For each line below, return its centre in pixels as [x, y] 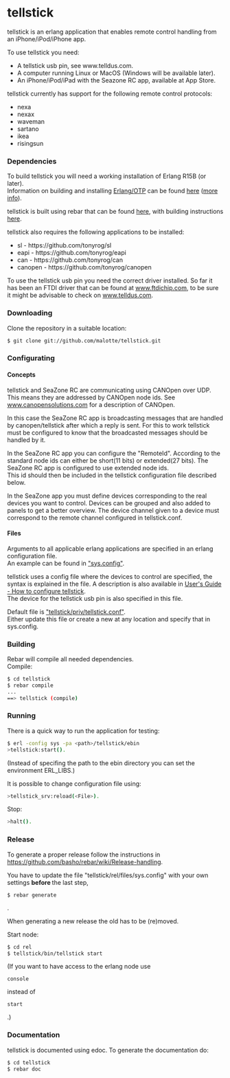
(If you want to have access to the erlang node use [79, 967]
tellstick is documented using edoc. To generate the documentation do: [108, 1050]
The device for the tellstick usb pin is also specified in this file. [95, 598]
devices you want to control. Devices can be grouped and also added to [109, 503]
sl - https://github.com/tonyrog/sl [64, 245]
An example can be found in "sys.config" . [66, 563]
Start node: [23, 934]
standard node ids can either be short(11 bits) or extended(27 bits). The [108, 460]
